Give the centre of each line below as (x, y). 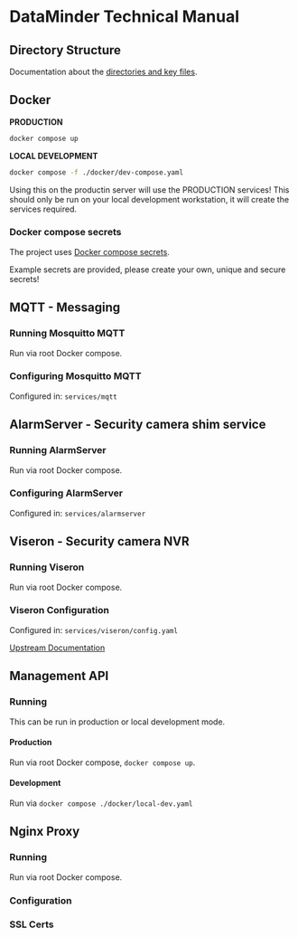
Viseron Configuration (60, 610)
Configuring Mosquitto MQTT (75, 376)
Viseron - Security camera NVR (99, 541)
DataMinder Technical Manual (124, 17)
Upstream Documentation (57, 648)
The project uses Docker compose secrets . (89, 251)
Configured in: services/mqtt (63, 396)
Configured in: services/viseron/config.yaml (94, 629)
